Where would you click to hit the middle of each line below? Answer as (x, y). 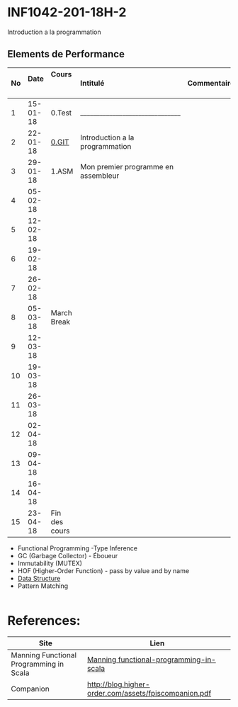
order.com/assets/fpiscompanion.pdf (149, 693)
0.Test (61, 113)
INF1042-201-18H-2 (67, 12)
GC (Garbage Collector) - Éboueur (68, 555)
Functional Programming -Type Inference (78, 548)
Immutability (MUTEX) (50, 563)
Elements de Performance (66, 54)
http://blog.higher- (119, 684)
